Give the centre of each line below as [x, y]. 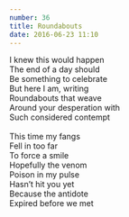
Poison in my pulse [44, 175]
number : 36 [30, 18]
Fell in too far [34, 146]
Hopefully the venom [48, 165]
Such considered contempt [60, 117]
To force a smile [39, 156]
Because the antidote [49, 194]
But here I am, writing [49, 89]
